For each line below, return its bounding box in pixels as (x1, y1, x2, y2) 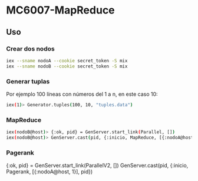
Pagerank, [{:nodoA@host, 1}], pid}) (6, 168, 93, 175)
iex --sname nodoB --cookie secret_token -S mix (6, 63, 128, 69)
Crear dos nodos (6, 45, 55, 53)
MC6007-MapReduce (6, 4, 115, 17)
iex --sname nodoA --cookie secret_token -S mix (6, 58, 128, 63)
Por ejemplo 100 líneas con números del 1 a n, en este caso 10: (6, 90, 158, 98)
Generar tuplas (6, 77, 50, 85)
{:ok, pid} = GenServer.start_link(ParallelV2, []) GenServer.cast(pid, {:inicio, (6, 162, 189, 169)
